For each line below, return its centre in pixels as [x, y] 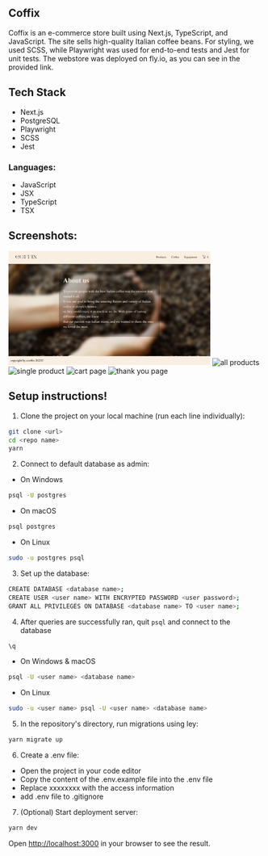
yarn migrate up [36, 740]
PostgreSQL [40, 120]
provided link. [31, 67]
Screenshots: [43, 236]
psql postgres [32, 527]
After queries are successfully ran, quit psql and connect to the [125, 622]
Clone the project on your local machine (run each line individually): [132, 416]
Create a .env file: [49, 755]
